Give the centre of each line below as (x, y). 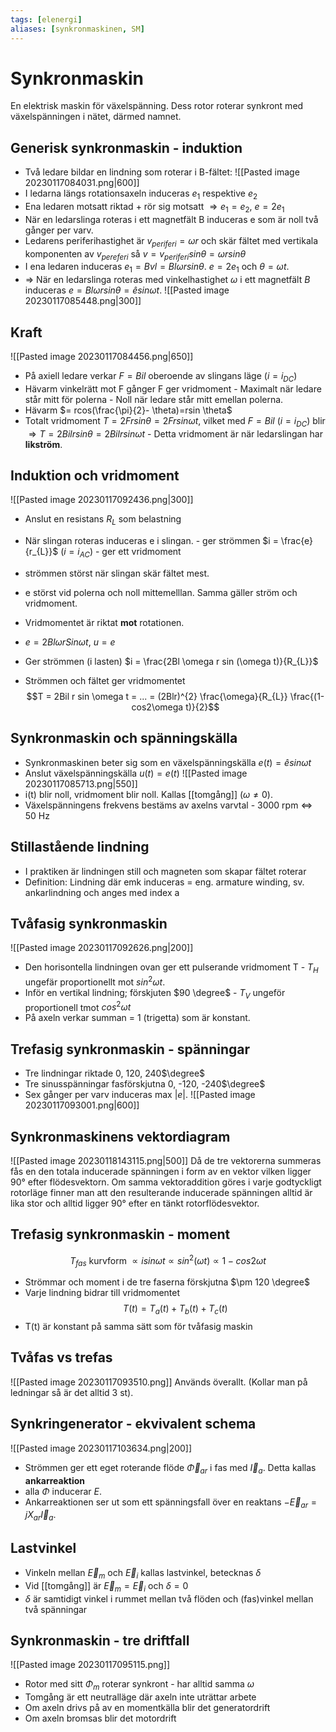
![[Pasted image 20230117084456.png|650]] (102, 357)
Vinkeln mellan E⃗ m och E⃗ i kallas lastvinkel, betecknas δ (143, 1573)
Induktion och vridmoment (95, 476)
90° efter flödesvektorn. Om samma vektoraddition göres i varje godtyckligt (166, 1182)
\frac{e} (296, 541)
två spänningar (56, 1609)
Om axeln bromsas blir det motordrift (100, 1718)
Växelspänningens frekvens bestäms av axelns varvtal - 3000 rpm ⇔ (168, 805)
